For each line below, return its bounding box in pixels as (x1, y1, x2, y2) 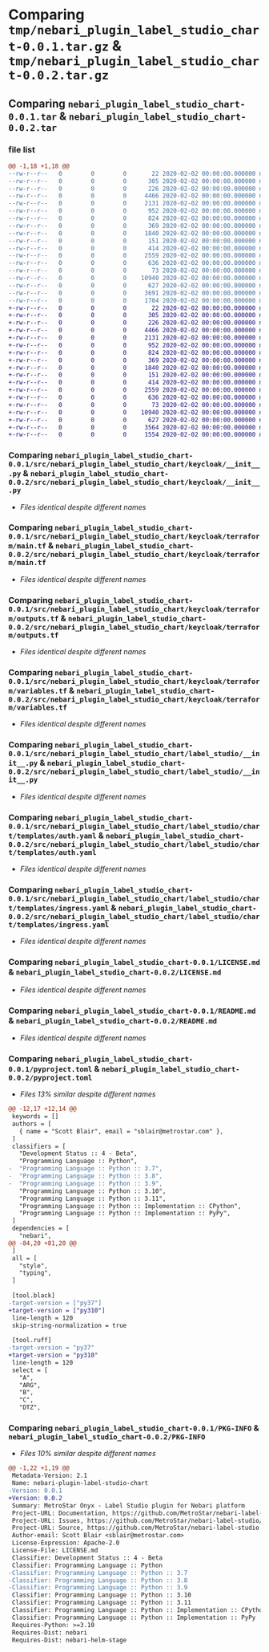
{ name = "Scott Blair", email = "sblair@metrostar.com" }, (18, 1127, 224, 1135)
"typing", (18, 1269, 52, 1277)
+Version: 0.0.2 (8, 1494, 62, 1502)
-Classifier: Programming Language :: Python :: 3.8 (8, 1576, 188, 1585)
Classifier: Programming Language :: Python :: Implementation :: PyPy (11, 1613, 256, 1621)
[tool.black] (11, 1292, 56, 1300)
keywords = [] (11, 1113, 59, 1121)
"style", (18, 1262, 48, 1270)
